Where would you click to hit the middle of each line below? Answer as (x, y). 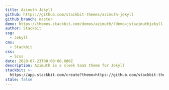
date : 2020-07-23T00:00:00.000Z (39, 61)
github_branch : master (29, 19)
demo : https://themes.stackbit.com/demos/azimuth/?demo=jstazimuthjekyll (84, 24)
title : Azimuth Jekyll (29, 10)
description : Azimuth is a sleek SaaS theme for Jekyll (65, 65)
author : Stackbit (23, 28)
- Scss (17, 56)
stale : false (19, 79)
